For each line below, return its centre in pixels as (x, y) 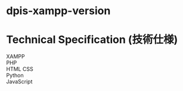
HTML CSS (20, 69)
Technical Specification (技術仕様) (92, 40)
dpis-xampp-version (58, 11)
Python (15, 76)
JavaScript (19, 82)
